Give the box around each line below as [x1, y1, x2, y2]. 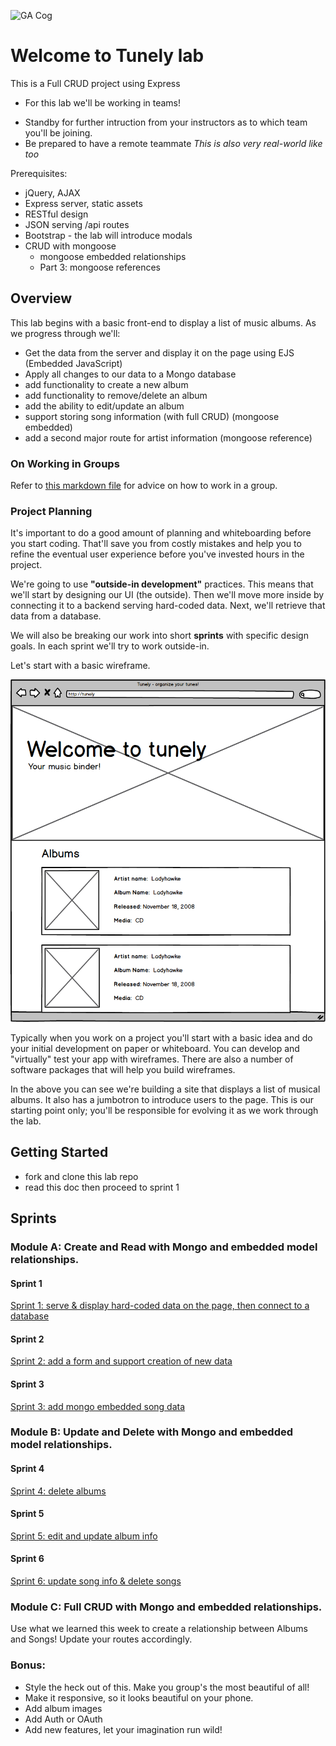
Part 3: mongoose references [39, 261, 161, 273]
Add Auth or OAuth [24, 1713, 103, 1725]
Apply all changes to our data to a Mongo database [24, 368, 237, 380]
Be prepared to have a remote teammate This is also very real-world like [24, 137, 323, 149]
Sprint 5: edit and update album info [10, 1530, 158, 1542]
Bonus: [10, 1658, 46, 1672]
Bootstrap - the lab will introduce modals [24, 229, 193, 241]
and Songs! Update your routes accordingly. [10, 1633, 193, 1645]
